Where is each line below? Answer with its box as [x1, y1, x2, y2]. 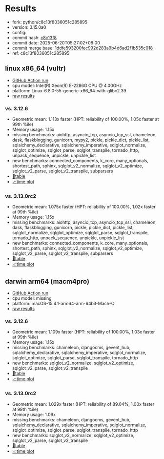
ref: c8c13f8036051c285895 [12, 50, 70, 56]
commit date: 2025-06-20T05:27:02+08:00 [12, 40, 100, 45]
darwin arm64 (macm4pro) [5, 277, 89, 286]
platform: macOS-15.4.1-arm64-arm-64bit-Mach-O [12, 301, 115, 307]
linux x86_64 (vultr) [5, 64, 66, 73]
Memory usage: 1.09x [12, 411, 56, 417]
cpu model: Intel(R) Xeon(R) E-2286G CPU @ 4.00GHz [12, 83, 122, 88]
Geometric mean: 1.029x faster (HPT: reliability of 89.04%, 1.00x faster [12, 401, 155, 407]
